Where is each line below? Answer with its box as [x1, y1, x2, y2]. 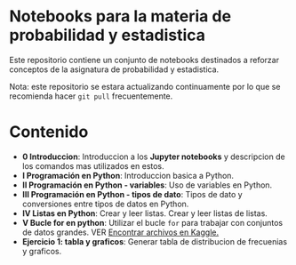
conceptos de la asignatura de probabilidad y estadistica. [9, 64, 220, 75]
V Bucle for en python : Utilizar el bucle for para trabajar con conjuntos [21, 217, 283, 228]
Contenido [9, 122, 89, 142]
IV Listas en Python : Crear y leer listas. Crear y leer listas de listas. [21, 207, 268, 219]
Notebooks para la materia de [9, 6, 232, 27]
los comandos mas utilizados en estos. [21, 160, 164, 171]
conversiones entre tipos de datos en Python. [21, 198, 189, 209]
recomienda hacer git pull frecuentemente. [9, 91, 173, 101]
